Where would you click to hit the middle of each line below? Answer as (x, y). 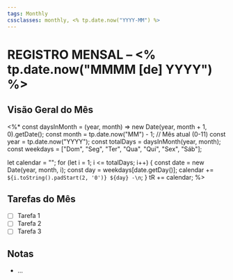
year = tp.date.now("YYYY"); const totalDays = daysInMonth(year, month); (114, 141)
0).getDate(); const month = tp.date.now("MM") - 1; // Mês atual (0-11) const (116, 134)
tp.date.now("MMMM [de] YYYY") (110, 69)
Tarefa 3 (29, 231)
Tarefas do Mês (42, 199)
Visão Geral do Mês (50, 110)
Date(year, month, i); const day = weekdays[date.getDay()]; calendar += (111, 170)
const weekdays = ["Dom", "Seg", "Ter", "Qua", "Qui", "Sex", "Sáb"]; (105, 149)
